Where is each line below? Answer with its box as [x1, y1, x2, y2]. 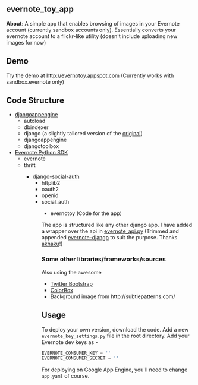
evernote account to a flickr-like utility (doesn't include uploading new [6, 32, 178, 40]
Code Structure [6, 96, 64, 106]
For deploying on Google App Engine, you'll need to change [41, 366, 188, 373]
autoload [23, 118, 46, 125]
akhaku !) [41, 240, 63, 248]
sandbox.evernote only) [6, 78, 64, 85]
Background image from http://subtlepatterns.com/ [50, 293, 175, 300]
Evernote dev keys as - [41, 338, 98, 346]
